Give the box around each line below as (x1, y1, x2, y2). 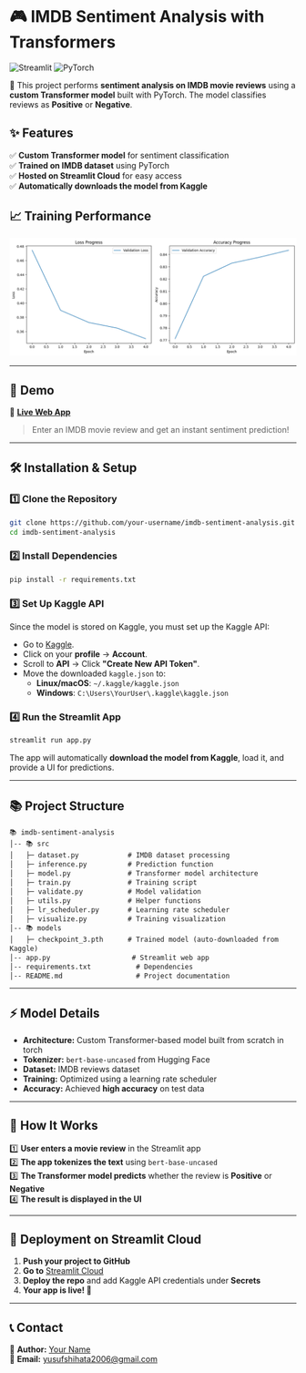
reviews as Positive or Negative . (9, 98, 133, 109)
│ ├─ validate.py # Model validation (9, 886, 202, 897)
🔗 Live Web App (9, 406, 71, 418)
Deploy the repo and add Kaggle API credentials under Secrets (22, 1276, 261, 1286)
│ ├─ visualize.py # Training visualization (9, 914, 226, 924)
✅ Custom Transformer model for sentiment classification (9, 149, 229, 160)
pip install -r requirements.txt (9, 575, 137, 584)
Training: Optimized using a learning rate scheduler (22, 1073, 217, 1084)
